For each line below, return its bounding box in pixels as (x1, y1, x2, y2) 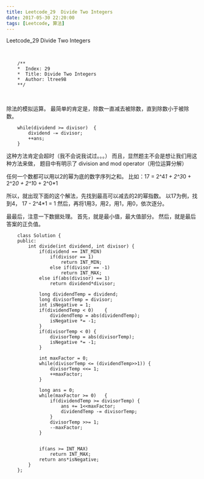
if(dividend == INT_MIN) (38, 249, 102, 255)
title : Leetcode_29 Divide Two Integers (6, 9, 113, 15)
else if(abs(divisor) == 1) (38, 275, 111, 282)
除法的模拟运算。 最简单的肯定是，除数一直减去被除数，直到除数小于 (6, 105, 178, 113)
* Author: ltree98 (17, 77, 67, 83)
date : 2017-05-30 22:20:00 (6, 15, 75, 21)
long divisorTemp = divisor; (38, 297, 113, 303)
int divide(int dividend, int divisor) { (28, 243, 135, 250)
